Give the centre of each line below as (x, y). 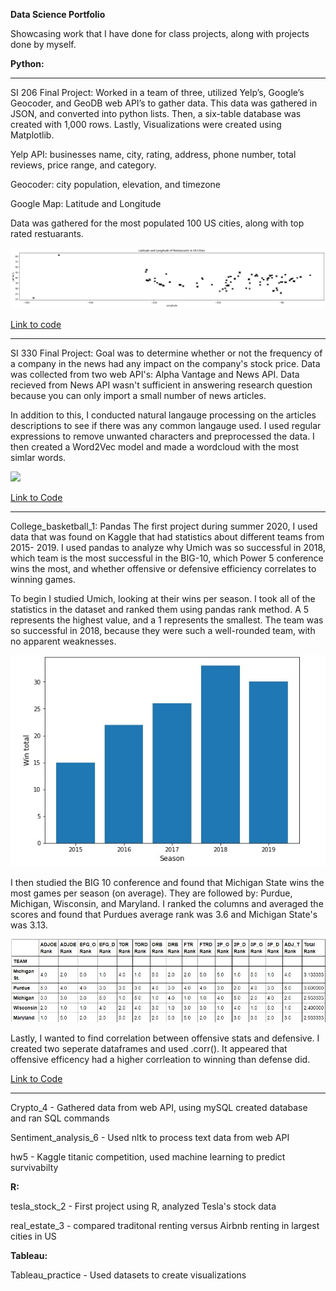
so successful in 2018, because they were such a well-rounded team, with (163, 630)
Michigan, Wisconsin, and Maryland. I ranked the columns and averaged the (167, 903)
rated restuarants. (47, 233)
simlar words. (38, 457)
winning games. (43, 579)
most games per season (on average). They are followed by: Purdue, (151, 893)
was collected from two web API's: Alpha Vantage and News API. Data (155, 374)
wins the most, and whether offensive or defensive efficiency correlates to (163, 568)
